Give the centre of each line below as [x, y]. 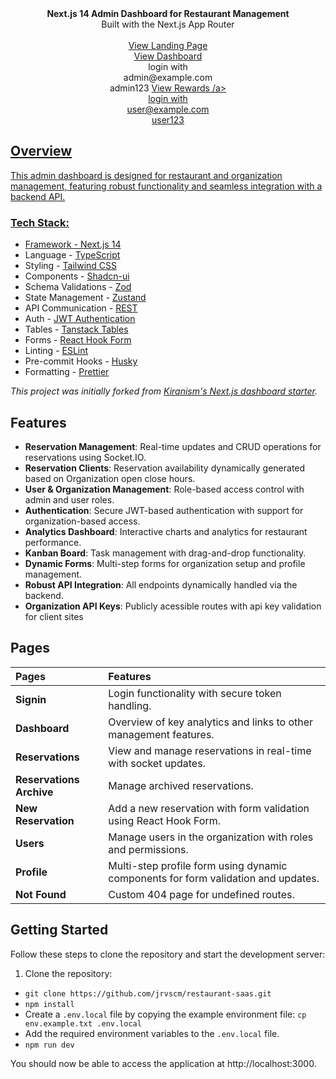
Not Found [41, 894]
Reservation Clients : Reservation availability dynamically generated [165, 468]
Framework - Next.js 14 [73, 244]
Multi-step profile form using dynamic [198, 865]
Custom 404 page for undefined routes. [201, 894]
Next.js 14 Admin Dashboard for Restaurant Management [168, 13]
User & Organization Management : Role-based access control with [164, 489]
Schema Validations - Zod [78, 287]
